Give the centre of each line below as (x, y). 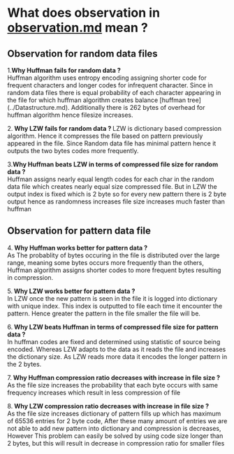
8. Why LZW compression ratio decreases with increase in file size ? (108, 406)
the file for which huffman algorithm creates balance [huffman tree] (104, 100)
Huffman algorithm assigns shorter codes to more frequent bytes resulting (114, 270)
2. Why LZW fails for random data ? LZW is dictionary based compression (115, 128)
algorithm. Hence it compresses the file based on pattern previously (105, 136)
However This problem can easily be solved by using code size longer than (115, 436)
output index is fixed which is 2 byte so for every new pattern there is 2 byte (117, 194)
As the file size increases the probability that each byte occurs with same (113, 385)
